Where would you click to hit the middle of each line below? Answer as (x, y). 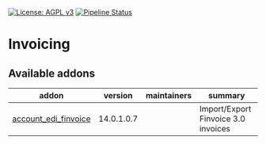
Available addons (52, 73)
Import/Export (225, 109)
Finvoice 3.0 (222, 119)
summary (227, 95)
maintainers (169, 95)
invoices (215, 129)
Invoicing (40, 44)
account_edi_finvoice (51, 119)
